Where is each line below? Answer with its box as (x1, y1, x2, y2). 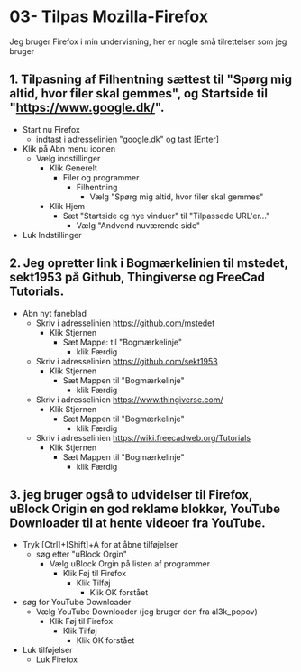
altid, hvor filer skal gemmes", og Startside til (9, 86, 269, 101)
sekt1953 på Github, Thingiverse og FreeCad (9, 270, 266, 285)
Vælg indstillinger (35, 152, 101, 163)
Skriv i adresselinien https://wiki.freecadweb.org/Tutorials (35, 432, 251, 443)
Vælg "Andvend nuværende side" (76, 219, 201, 231)
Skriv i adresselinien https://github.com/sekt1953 (35, 355, 218, 366)
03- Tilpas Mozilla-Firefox (9, 6, 209, 27)
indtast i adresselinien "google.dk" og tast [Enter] (35, 133, 219, 144)
